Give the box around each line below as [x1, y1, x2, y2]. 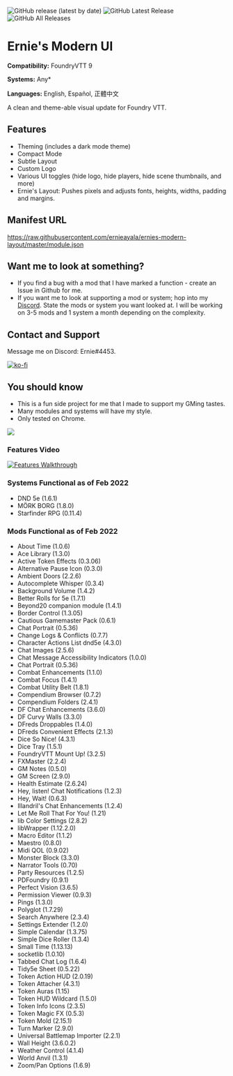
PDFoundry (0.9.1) [17, 876, 69, 884]
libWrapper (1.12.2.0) [17, 823, 77, 832]
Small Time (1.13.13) [17, 942, 73, 950]
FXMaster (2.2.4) [17, 757, 67, 765]
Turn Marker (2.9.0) [17, 1024, 74, 1032]
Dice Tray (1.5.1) [17, 742, 63, 750]
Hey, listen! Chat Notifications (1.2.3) [17, 786, 122, 795]
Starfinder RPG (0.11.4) [17, 509, 82, 517]
